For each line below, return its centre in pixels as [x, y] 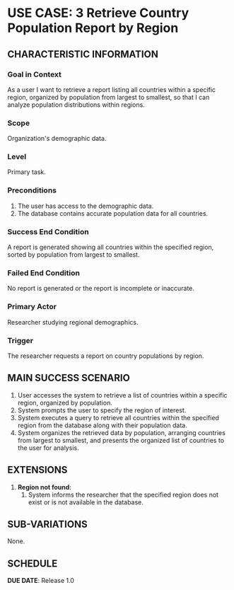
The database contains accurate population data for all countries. [113, 213]
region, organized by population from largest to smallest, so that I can [109, 97]
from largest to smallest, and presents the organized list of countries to [121, 440]
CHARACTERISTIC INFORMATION [83, 54]
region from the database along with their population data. [102, 425]
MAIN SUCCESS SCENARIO [69, 378]
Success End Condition [48, 231]
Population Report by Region [93, 28]
